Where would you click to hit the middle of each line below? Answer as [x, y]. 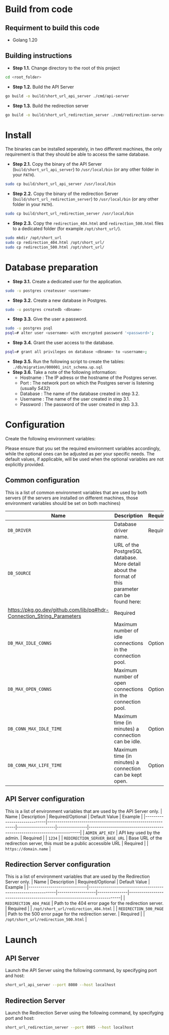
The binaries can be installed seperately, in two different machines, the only [84, 149]
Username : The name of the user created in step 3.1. [75, 399]
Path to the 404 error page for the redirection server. [109, 903]
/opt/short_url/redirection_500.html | [46, 919]
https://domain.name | [28, 849]
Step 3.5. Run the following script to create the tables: [68, 362]
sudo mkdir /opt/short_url [33, 238]
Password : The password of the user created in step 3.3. [79, 405]
